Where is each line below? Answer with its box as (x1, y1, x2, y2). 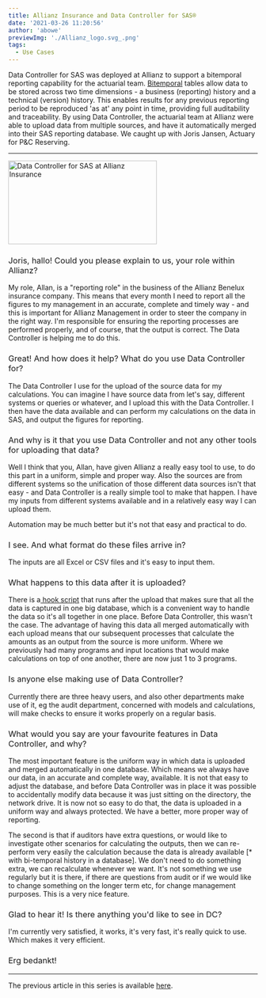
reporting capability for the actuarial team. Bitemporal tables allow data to (8, 78, 248, 88)
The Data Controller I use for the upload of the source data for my (8, 381, 222, 390)
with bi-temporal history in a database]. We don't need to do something (8, 856, 241, 865)
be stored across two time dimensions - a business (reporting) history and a (8, 87, 256, 96)
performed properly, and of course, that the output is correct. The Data (8, 325, 240, 335)
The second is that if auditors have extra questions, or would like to (8, 830, 228, 840)
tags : (8, 41, 26, 49)
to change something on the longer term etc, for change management (8, 881, 236, 890)
